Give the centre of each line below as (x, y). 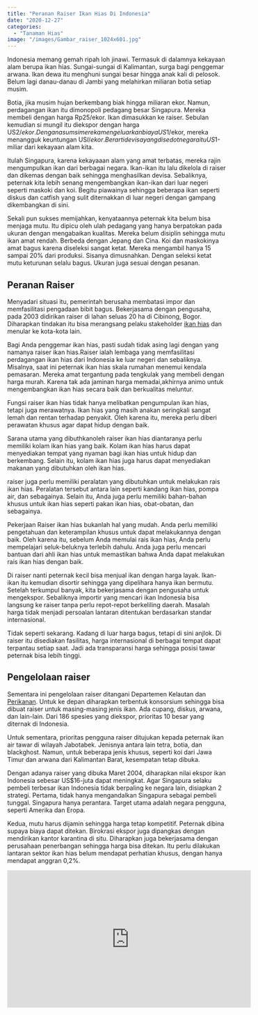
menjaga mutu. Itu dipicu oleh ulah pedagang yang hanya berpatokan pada (115, 226)
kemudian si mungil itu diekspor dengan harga (73, 125)
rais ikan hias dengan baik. (46, 561)
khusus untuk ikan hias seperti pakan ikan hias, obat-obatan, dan (100, 503)
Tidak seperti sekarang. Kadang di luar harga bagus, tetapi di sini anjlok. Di (114, 633)
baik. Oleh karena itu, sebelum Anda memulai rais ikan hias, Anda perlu (109, 539)
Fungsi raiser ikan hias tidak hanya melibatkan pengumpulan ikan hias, (108, 402)
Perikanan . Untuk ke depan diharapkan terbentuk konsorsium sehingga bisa (116, 701)
